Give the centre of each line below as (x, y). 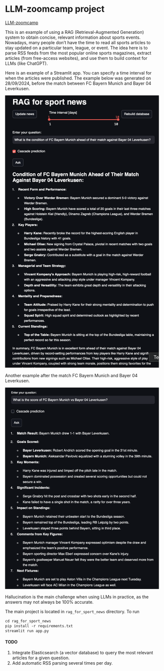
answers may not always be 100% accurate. (49, 602)
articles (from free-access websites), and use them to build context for (76, 58)
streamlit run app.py (27, 631)
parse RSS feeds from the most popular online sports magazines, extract (78, 53)
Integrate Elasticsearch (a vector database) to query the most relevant (82, 653)
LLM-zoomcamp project (55, 9)
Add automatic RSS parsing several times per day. (62, 663)
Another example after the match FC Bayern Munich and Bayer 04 (72, 376)
